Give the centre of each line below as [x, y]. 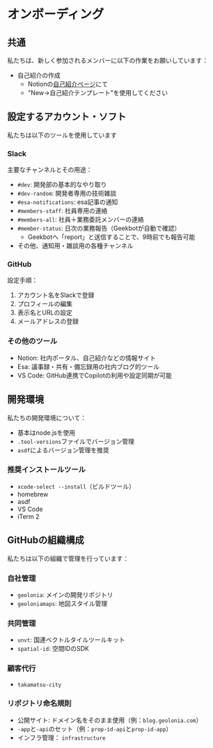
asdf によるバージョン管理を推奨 [63, 450]
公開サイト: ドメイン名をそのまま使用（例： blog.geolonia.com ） [110, 720]
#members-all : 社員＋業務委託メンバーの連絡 [80, 220]
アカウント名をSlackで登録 [56, 295]
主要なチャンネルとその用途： [50, 170]
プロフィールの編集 [45, 304]
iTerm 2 [28, 516]
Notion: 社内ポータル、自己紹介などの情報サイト [87, 358]
